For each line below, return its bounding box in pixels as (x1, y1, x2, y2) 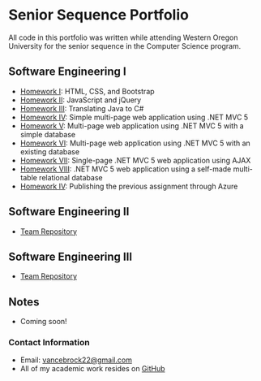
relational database (39, 172, 103, 182)
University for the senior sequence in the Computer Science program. (8, 41, 242, 50)
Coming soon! (19, 317, 67, 327)
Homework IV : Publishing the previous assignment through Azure (19, 181, 238, 191)
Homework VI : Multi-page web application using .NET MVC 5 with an (19, 138, 251, 148)
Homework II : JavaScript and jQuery (19, 95, 142, 105)
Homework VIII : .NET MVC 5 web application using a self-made (19, 164, 232, 174)
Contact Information (8, 337, 91, 349)
